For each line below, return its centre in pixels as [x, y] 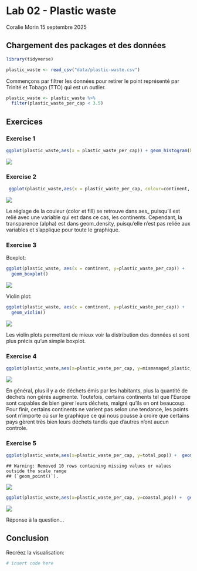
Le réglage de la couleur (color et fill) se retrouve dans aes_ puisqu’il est [93, 211]
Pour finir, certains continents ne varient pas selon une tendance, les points [97, 409]
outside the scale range [36, 471]
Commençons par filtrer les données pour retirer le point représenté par [93, 81]
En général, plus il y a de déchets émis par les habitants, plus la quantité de [97, 390]
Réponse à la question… [35, 520]
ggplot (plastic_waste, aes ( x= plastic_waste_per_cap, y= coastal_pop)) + [94, 498]
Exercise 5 [21, 443]
